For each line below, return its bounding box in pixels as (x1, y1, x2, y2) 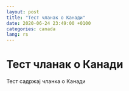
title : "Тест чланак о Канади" (6, 15, 86, 21)
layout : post (6, 8, 40, 15)
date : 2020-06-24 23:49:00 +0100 (6, 20, 91, 26)
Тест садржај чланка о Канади (6, 78, 86, 85)
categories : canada (6, 25, 56, 32)
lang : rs (6, 32, 29, 38)
